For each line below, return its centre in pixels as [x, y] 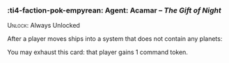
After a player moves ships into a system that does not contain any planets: [115, 39]
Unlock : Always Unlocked [44, 26]
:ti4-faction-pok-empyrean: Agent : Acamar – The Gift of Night [114, 10]
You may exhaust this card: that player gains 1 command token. [97, 52]
